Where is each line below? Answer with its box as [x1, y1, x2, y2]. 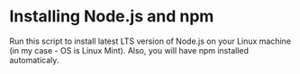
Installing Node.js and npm [9, 6, 214, 27]
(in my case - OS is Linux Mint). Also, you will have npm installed [9, 45, 250, 55]
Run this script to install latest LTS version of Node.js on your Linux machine [9, 36, 291, 46]
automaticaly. [9, 54, 59, 65]
